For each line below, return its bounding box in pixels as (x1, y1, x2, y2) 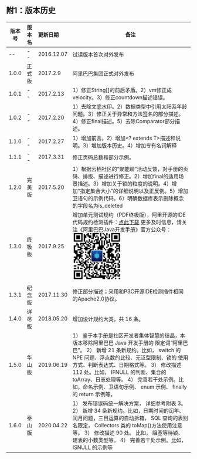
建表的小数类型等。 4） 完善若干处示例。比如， (72, 437, 186, 444)
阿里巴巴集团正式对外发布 (72, 70, 135, 77)
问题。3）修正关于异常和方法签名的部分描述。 (72, 110, 184, 117)
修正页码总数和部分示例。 (72, 153, 135, 160)
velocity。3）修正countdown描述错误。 (72, 94, 168, 101)
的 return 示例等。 (72, 391, 116, 398)
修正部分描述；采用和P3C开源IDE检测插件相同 (72, 288, 184, 295)
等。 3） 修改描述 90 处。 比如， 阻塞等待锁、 (72, 429, 184, 436)
